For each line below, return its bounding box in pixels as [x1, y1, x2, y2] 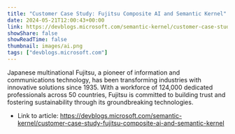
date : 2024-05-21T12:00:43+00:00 [7, 17, 105, 24]
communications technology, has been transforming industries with [7, 75, 201, 84]
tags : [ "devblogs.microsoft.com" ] [7, 50, 108, 57]
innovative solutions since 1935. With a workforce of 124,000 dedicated [7, 83, 213, 91]
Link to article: [17, 111, 59, 119]
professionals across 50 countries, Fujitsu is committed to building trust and [7, 90, 226, 98]
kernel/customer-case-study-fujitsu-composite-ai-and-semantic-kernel [17, 119, 225, 127]
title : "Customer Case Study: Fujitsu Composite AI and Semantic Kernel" [7, 10, 227, 17]
